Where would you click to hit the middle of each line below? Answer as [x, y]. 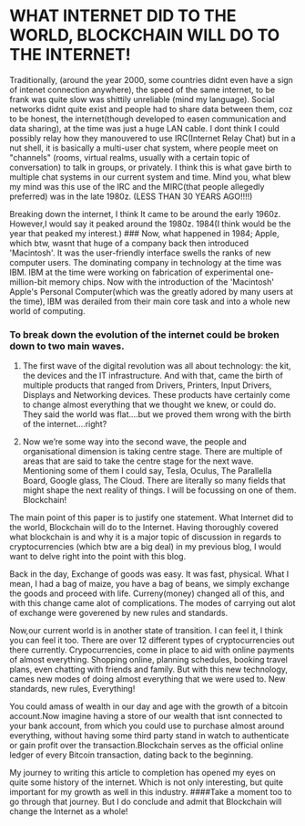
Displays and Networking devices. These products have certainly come [156, 395]
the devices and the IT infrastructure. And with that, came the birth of [153, 376]
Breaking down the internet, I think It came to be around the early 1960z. [145, 214]
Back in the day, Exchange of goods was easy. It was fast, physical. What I [149, 574]
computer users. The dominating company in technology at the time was [146, 262]
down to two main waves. [67, 346]
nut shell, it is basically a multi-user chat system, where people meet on [144, 148]
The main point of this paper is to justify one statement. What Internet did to [152, 518]
